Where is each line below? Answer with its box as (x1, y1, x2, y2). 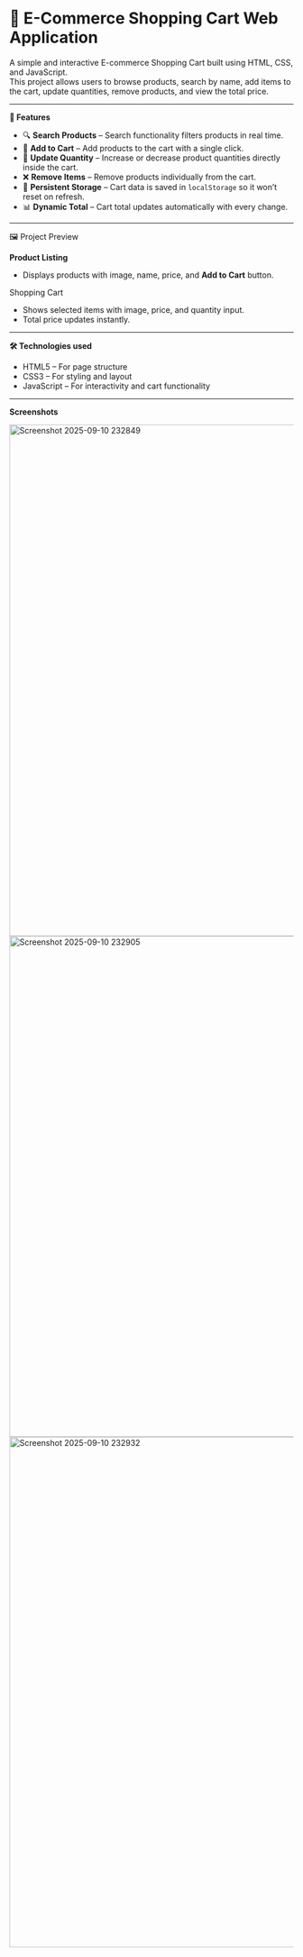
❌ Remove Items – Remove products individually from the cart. (22, 171, 257, 182)
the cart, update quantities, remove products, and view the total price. (9, 86, 269, 96)
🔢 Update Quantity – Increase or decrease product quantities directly (22, 152, 281, 163)
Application (9, 27, 98, 48)
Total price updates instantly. (22, 314, 131, 325)
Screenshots (9, 406, 59, 417)
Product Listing (9, 251, 69, 262)
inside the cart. (22, 161, 78, 172)
